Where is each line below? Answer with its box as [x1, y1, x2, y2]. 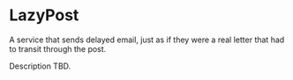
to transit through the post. [9, 43, 107, 54]
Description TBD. [9, 61, 71, 71]
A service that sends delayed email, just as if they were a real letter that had [9, 34, 285, 45]
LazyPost [9, 5, 79, 25]
